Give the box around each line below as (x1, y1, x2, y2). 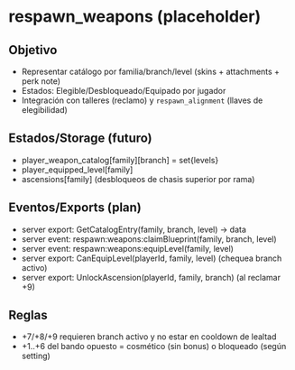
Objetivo (8, 42, 58, 58)
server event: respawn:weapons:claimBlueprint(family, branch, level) (21, 233, 277, 245)
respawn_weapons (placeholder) (8, 6, 262, 27)
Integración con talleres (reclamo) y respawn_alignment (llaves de (21, 95, 263, 106)
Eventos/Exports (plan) (8, 200, 142, 216)
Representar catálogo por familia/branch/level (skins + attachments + (21, 66, 281, 77)
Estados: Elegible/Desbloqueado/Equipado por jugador (21, 86, 226, 96)
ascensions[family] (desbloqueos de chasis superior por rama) (21, 173, 255, 184)
